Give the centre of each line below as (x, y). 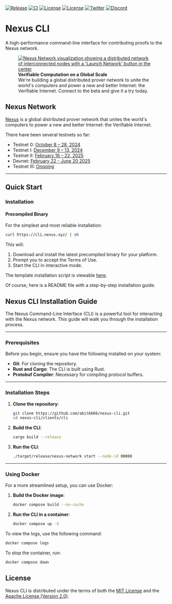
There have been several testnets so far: (48, 134)
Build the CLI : (27, 428)
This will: (15, 245)
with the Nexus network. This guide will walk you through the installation (82, 319)
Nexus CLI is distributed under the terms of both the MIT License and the (82, 590)
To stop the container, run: (33, 553)
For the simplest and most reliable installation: (54, 225)
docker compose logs (27, 543)
